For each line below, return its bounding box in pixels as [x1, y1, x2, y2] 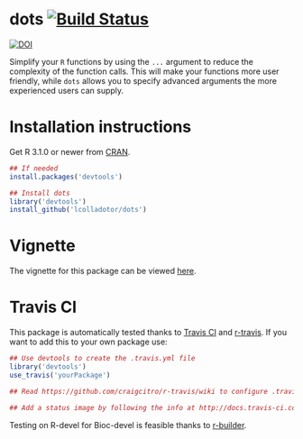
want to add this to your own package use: [9, 336, 169, 347]
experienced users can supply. [9, 85, 124, 96]
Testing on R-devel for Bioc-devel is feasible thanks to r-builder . [9, 419, 247, 430]
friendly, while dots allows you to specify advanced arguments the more [9, 75, 278, 86]
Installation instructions [9, 117, 192, 137]
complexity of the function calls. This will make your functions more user [9, 66, 280, 77]
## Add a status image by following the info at [9, 403, 196, 412]
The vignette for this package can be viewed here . [9, 266, 197, 277]
